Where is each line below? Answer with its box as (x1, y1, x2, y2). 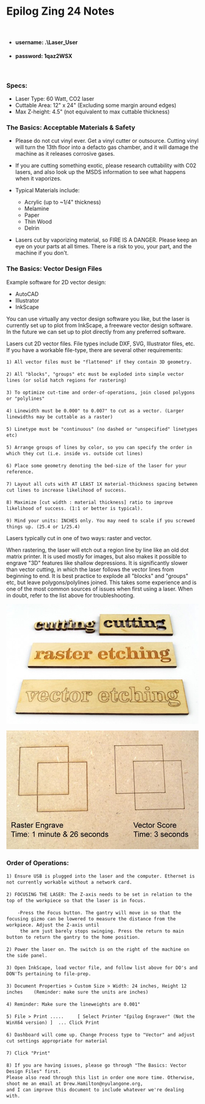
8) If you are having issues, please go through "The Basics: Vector (6, 1063, 187, 1069)
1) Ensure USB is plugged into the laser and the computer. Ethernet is (6, 873, 195, 879)
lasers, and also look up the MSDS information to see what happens (15, 168, 186, 176)
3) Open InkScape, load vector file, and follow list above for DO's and (6, 965, 198, 971)
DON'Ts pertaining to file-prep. (6, 971, 92, 977)
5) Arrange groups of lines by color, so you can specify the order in (6, 444, 192, 450)
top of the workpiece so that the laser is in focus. (6, 898, 146, 904)
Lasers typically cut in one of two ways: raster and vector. (6, 534, 152, 541)
